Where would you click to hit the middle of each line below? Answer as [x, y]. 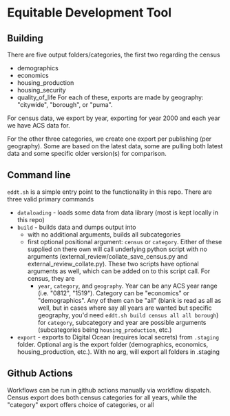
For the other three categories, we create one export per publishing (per [109, 139]
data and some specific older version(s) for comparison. [87, 153]
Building [25, 38]
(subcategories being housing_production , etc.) [105, 330]
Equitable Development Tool [90, 13]
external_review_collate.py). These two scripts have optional [113, 264]
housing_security [42, 90]
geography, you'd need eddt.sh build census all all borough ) [128, 315]
